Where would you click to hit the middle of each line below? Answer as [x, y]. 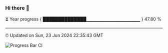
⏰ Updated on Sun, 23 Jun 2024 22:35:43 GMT [54, 35]
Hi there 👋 [17, 8]
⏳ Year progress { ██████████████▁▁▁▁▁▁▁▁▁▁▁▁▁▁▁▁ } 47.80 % [83, 19]
